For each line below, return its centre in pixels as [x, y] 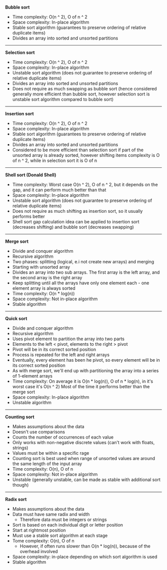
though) [20, 485]
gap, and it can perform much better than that [59, 190]
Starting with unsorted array [41, 267]
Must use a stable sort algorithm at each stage [60, 536]
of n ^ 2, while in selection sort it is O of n [55, 160]
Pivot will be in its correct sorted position [54, 349]
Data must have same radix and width [51, 514]
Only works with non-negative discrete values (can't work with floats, [83, 442]
